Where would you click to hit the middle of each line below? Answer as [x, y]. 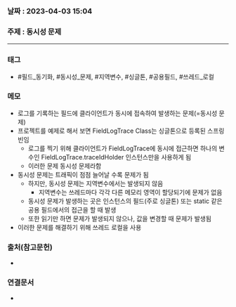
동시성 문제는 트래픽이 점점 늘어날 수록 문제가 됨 [83, 174]
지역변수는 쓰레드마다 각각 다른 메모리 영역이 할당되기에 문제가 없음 [130, 192]
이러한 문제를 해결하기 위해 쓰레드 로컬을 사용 [79, 227]
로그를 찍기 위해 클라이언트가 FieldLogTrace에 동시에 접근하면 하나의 [123, 148]
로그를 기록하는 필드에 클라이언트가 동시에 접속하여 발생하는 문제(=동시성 [117, 113]
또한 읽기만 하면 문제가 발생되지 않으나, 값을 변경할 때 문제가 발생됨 [120, 218]
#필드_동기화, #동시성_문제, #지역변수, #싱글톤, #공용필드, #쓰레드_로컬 [116, 77]
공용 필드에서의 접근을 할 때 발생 [72, 209]
